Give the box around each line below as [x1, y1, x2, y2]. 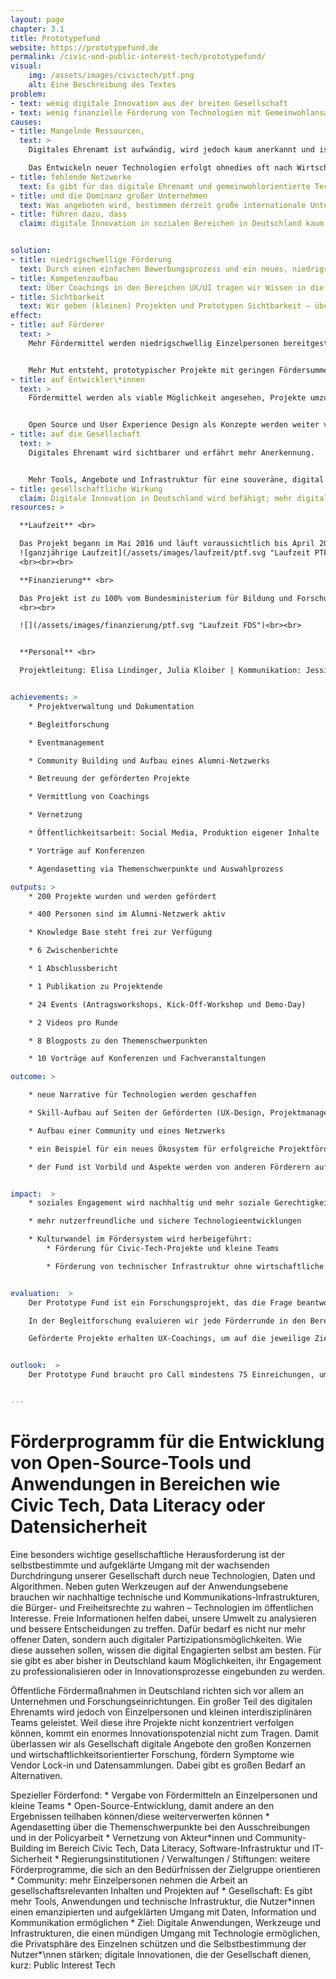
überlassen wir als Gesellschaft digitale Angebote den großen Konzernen [10, 1737, 312, 1750]
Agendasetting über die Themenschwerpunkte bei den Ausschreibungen [10, 1821, 311, 1833]
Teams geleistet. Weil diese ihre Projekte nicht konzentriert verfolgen [10, 1716, 295, 1728]
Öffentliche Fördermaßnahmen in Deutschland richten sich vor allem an [10, 1684, 304, 1696]
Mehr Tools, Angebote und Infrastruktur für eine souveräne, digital [28, 474, 325, 485]
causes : [10, 117, 43, 127]
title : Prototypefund [10, 33, 101, 43]
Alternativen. [10, 1769, 63, 1781]
